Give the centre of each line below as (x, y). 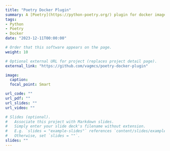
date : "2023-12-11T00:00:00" (36, 39)
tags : (11, 19)
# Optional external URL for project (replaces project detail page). (81, 61)
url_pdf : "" (18, 98)
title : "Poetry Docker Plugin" (38, 10)
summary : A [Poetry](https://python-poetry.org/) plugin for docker (79, 15)
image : (12, 75)
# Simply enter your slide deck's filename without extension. (75, 126)
